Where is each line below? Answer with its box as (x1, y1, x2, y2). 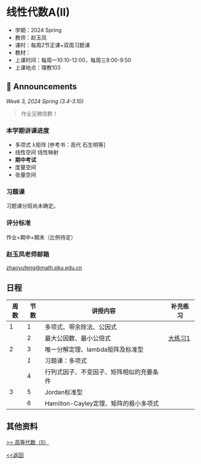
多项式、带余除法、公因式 (44, 323, 117, 331)
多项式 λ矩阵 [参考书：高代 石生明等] (14, 141, 106, 149)
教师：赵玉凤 (14, 34, 47, 41)
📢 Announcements (6, 82, 77, 92)
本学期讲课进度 (6, 126, 50, 135)
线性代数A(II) (6, 5, 70, 19)
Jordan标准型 (44, 388, 83, 396)
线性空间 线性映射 (14, 149, 59, 156)
